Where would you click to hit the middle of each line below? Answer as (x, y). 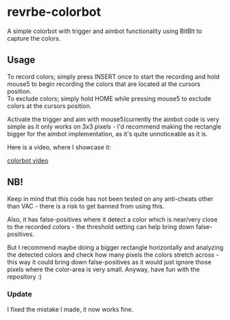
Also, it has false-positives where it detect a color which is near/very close (112, 219)
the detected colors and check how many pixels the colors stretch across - (113, 255)
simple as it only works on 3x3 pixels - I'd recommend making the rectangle (114, 126)
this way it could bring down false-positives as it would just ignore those (109, 262)
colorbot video (28, 160)
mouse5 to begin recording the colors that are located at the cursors (104, 84)
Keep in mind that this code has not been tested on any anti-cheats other (111, 199)
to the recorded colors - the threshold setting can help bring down (101, 226)
